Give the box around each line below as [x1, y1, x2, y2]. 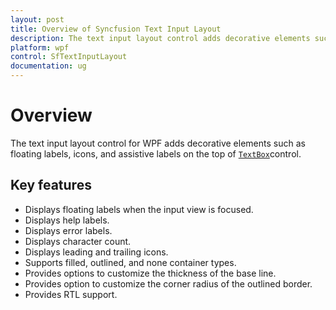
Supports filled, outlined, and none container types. [24, 256, 237, 268]
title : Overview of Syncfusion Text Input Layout [10, 24, 222, 34]
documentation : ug [10, 61, 87, 71]
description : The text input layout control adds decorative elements [10, 33, 311, 43]
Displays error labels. [24, 224, 113, 236]
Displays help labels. [24, 214, 110, 226]
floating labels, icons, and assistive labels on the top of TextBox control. [10, 147, 302, 160]
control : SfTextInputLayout [10, 52, 128, 62]
